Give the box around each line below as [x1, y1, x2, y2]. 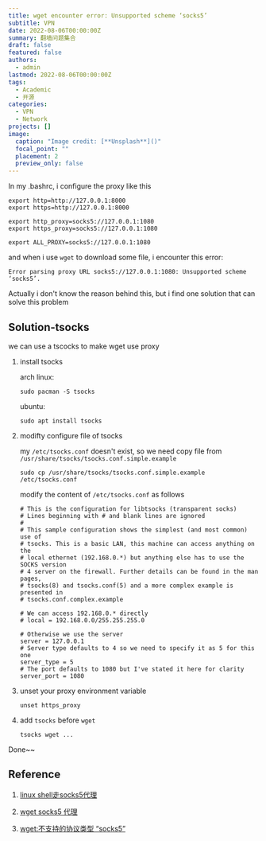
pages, [19, 574, 42, 582]
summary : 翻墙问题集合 [8, 33, 76, 42]
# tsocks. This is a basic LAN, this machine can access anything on [19, 539, 256, 547]
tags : [8, 78, 26, 86]
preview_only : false [15, 160, 83, 168]
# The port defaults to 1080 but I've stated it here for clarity [19, 665, 245, 673]
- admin [15, 64, 41, 72]
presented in [19, 588, 64, 597]
